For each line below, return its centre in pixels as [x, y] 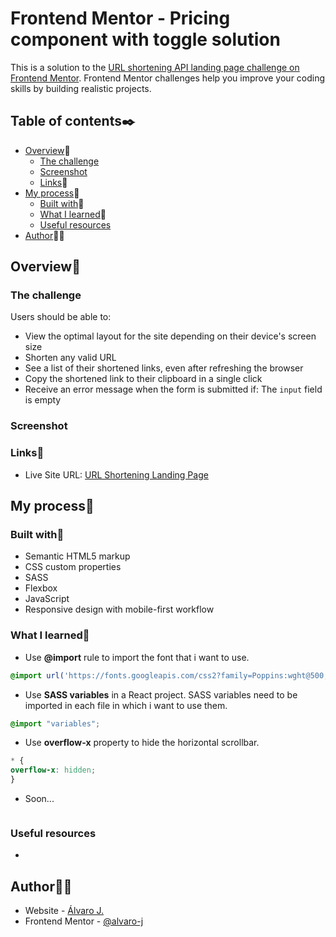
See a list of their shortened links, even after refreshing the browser [164, 368]
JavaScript [47, 599]
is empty [43, 400]
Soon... [39, 799]
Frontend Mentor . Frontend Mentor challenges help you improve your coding [168, 78]
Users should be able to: [61, 317]
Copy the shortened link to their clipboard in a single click [143, 379]
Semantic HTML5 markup [77, 556]
